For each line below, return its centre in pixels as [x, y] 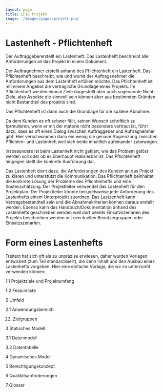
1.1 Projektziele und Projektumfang [40, 281]
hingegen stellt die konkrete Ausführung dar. [50, 162]
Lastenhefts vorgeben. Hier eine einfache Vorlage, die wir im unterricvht [78, 267]
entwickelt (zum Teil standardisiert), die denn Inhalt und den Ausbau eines [80, 261]
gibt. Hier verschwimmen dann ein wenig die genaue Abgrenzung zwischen [82, 137]
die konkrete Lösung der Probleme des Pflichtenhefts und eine [68, 182]
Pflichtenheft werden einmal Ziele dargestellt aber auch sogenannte [74, 92]
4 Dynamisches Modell [29, 357]
